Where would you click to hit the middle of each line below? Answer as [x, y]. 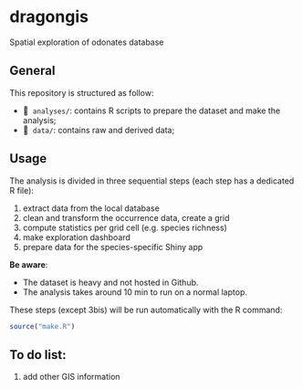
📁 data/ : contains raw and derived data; [99, 130]
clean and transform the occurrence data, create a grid [126, 217]
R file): [22, 190]
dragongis [49, 17]
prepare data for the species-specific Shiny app [113, 247]
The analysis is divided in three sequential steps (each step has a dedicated [152, 181]
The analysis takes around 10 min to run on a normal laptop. [135, 292]
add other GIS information [71, 377]
